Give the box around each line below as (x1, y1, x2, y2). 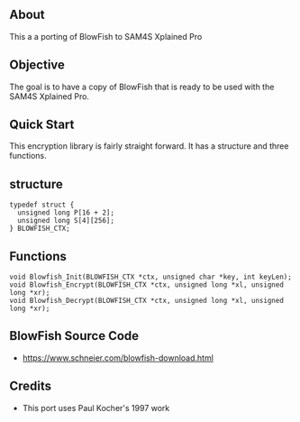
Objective (9, 58, 66, 73)
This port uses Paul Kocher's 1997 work (22, 402, 170, 413)
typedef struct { (9, 200, 75, 210)
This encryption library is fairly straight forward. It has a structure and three (9, 141, 289, 151)
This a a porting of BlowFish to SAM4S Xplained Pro (9, 31, 203, 41)
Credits (9, 379, 52, 394)
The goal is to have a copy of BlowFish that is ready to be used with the (9, 81, 275, 92)
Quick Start (9, 117, 75, 133)
